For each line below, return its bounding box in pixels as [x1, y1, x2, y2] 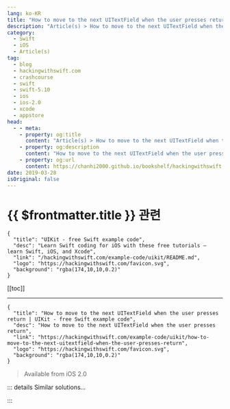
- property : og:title [19, 131, 81, 138]
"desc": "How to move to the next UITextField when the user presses [13, 322, 216, 329]
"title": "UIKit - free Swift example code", [13, 236, 146, 243]
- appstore [13, 112, 44, 119]
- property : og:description [19, 144, 99, 151]
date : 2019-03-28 [7, 169, 57, 176]
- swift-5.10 [13, 86, 51, 93]
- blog [13, 61, 32, 68]
